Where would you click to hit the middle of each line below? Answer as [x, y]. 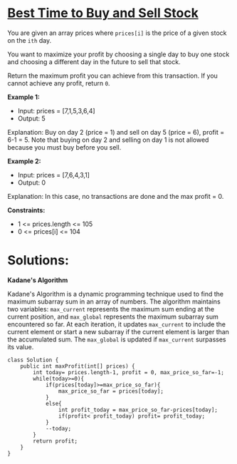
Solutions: [38, 261]
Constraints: [26, 210]
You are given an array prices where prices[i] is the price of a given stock [117, 33]
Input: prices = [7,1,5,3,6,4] [56, 110]
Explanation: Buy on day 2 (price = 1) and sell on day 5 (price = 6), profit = [116, 132]
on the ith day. [30, 40]
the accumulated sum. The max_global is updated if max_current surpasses [117, 339]
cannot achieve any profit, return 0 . [59, 83]
